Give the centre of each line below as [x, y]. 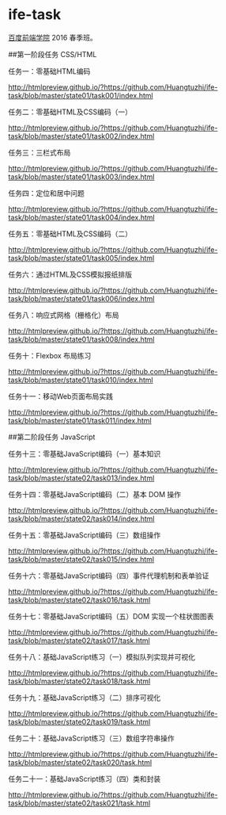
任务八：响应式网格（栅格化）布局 [64, 315]
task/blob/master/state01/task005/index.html [81, 258]
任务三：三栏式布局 [40, 152]
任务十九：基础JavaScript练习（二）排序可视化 [85, 697]
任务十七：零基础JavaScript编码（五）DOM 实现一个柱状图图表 [111, 616]
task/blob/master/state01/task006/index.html [81, 298]
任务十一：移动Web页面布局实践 [60, 396]
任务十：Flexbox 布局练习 [50, 355]
